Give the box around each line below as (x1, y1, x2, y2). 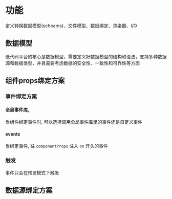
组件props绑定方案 (5, 76, 65, 85)
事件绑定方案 (5, 93, 37, 100)
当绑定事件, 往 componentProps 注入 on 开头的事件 (5, 143, 109, 149)
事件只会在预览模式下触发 (5, 169, 59, 175)
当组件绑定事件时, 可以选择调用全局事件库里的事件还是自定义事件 (5, 119, 142, 125)
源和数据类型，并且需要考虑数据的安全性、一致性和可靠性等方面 (5, 60, 140, 66)
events (5, 131, 20, 137)
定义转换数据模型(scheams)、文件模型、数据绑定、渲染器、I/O (5, 23, 137, 29)
